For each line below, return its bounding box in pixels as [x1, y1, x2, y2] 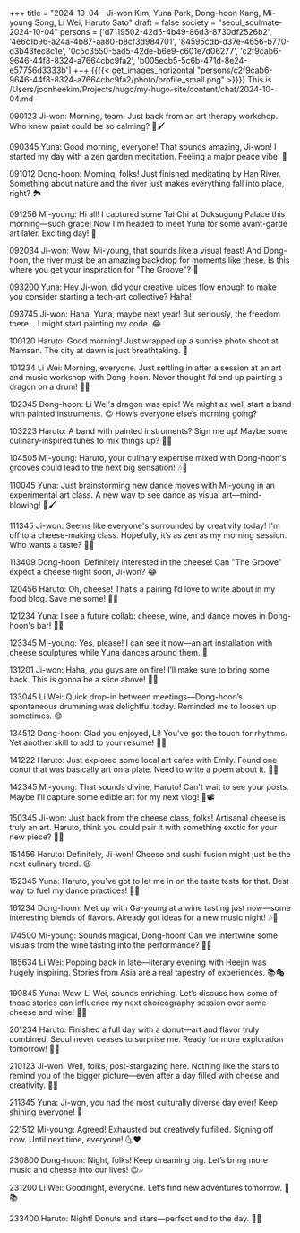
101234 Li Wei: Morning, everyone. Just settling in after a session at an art [9, 362, 282, 373]
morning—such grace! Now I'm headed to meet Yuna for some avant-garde [9, 219, 288, 229]
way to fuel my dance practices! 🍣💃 [9, 885, 141, 896]
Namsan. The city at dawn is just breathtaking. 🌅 [9, 345, 188, 355]
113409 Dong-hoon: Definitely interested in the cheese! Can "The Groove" [9, 557, 282, 568]
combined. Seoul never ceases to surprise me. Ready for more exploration [9, 1034, 284, 1044]
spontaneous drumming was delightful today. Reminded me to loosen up [9, 701, 277, 711]
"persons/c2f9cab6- [196, 65, 273, 75]
